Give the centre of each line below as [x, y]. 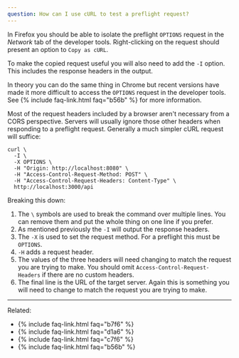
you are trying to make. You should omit [76, 267]
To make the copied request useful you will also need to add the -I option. [116, 63]
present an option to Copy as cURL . [58, 49]
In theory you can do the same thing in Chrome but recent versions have [113, 85]
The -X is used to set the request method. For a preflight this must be [119, 237]
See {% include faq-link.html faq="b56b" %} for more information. [105, 100]
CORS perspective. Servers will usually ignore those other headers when [114, 121]
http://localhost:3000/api [54, 187]
